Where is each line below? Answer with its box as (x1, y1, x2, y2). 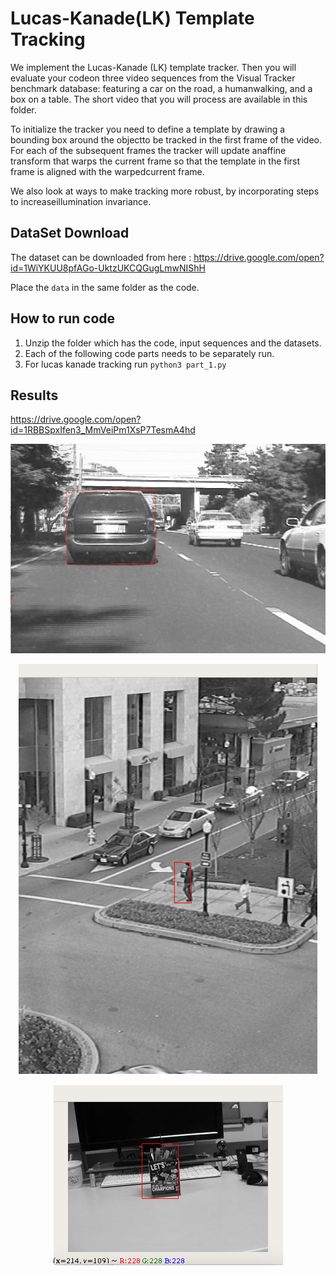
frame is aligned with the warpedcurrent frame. (10, 165, 205, 177)
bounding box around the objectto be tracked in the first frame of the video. (10, 133, 322, 146)
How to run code (10, 310, 116, 327)
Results (10, 387, 59, 404)
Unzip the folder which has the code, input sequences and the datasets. (24, 337, 322, 349)
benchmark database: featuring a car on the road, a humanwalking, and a (10, 82, 313, 94)
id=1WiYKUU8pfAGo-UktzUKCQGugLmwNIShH (10, 262, 206, 274)
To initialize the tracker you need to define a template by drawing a (10, 123, 286, 135)
